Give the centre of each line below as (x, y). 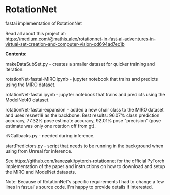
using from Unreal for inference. (39, 151)
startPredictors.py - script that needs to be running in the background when (84, 146)
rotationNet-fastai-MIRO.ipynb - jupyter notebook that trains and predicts (82, 79)
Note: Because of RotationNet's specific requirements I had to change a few (85, 181)
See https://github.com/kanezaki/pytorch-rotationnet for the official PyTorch (85, 161)
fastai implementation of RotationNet (44, 23)
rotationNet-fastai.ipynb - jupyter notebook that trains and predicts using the (85, 94)
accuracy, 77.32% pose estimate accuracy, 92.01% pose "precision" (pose (83, 120)
